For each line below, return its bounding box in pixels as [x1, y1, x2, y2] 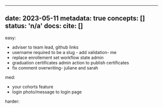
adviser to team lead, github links [12, 44, 79, 50]
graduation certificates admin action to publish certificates [12, 59, 130, 66]
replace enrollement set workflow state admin [12, 54, 104, 60]
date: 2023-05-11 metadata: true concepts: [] [5, 14, 145, 22]
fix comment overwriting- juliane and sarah [12, 65, 98, 71]
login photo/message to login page [12, 89, 82, 95]
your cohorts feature [12, 84, 53, 90]
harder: [5, 98, 20, 104]
